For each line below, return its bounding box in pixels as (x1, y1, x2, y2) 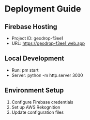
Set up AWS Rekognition (11, 104, 60, 110)
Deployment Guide (4, 3, 81, 14)
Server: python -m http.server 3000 (11, 72, 83, 78)
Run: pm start (11, 67, 39, 73)
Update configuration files (11, 109, 64, 115)
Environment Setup (4, 86, 64, 94)
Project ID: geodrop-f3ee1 (11, 35, 63, 41)
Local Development (4, 54, 64, 63)
